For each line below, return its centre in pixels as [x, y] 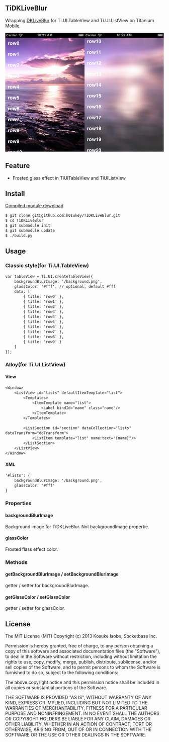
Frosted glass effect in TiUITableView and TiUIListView [69, 178]
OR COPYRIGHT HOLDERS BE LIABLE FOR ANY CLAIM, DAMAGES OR [78, 718]
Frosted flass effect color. [32, 549]
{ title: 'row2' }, [44, 307]
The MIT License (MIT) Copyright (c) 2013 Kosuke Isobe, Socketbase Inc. [81, 636]
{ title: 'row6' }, [44, 327]
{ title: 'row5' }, [44, 322]
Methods [16, 562]
